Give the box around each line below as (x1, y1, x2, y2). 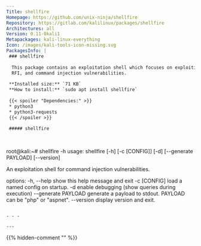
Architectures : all (6, 25, 55, 32)
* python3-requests (8, 109, 58, 115)
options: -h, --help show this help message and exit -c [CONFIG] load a (6, 177, 182, 184)
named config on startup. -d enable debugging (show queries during (6, 183, 176, 190)
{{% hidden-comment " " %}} (6, 234, 78, 241)
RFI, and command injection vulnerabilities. (11, 70, 127, 76)
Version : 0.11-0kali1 (6, 31, 60, 37)
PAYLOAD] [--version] (6, 154, 61, 161)
